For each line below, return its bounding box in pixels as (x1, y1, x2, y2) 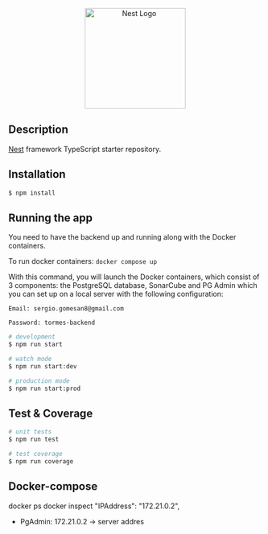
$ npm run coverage (8, 458, 74, 466)
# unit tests (8, 428, 52, 436)
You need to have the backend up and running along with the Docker (8, 232, 237, 242)
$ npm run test (8, 435, 60, 444)
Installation (8, 167, 66, 181)
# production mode (8, 376, 70, 385)
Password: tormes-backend (8, 318, 95, 327)
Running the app (8, 211, 93, 224)
